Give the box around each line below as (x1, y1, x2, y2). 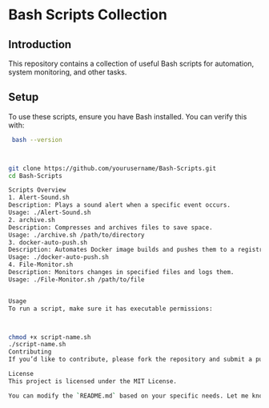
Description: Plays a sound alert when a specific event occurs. (8, 201, 231, 209)
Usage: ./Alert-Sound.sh (8, 208, 91, 217)
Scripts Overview (8, 186, 66, 194)
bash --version (11, 135, 62, 143)
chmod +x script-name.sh (8, 333, 91, 341)
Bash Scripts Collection (8, 6, 168, 24)
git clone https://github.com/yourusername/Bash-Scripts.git (8, 164, 217, 172)
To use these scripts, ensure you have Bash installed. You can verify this (8, 111, 247, 121)
